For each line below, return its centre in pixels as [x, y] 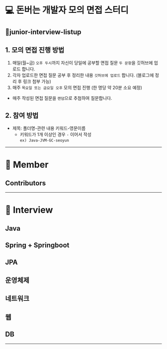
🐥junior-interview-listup [43, 32]
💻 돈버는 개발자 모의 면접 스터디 [67, 10]
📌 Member [27, 165]
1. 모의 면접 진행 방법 [35, 50]
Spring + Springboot [37, 245]
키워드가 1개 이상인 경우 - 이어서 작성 [56, 135]
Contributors [26, 183]
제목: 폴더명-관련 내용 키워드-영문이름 [49, 128]
